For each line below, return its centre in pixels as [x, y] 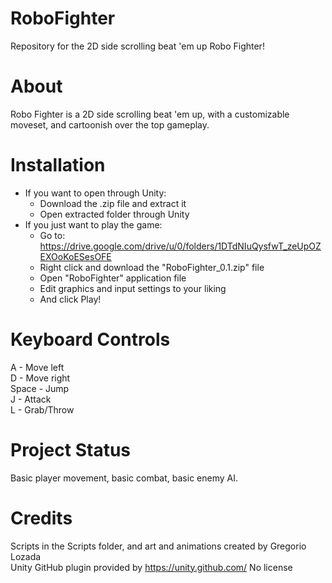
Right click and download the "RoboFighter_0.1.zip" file [152, 267]
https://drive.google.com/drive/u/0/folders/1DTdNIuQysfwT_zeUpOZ [180, 246]
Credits [41, 518]
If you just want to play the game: [93, 224]
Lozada [26, 556]
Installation [58, 165]
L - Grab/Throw [42, 409]
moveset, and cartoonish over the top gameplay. [110, 124]
